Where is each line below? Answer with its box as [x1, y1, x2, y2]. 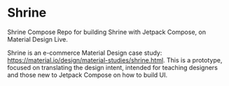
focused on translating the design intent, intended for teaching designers [7, 63, 218, 71]
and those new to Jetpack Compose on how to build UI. [7, 71, 168, 79]
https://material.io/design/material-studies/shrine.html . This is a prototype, [7, 55, 223, 64]
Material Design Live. [7, 35, 69, 43]
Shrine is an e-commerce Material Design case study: [7, 49, 162, 57]
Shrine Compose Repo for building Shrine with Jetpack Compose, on [7, 28, 207, 36]
